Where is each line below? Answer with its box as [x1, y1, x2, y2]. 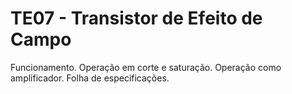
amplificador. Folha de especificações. [10, 72, 170, 84]
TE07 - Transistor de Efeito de [10, 7, 263, 30]
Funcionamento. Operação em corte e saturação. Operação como [10, 61, 282, 73]
